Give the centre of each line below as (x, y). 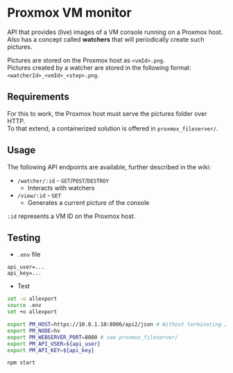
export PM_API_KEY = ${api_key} (51, 350)
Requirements (38, 97)
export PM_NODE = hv (34, 331)
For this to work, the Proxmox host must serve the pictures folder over (107, 113)
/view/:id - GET (39, 195)
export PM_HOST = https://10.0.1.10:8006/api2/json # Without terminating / (118, 324)
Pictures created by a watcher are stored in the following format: (99, 67)
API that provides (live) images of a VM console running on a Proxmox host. (115, 32)
